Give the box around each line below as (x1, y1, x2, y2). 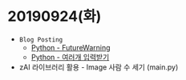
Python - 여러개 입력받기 (30, 52, 110, 62)
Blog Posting (18, 35, 63, 44)
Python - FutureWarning (30, 42, 111, 52)
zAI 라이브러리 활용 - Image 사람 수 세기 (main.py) (18, 62, 179, 72)
